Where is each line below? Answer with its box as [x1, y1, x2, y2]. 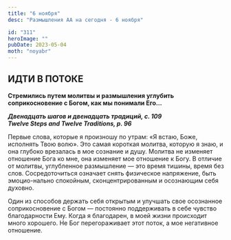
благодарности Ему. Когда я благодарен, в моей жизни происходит [8, 211, 208, 219]
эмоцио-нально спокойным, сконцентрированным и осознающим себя [8, 176, 219, 184]
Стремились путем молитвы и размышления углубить [8, 91, 175, 99]
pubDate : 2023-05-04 [8, 42, 67, 49]
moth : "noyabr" [8, 48, 52, 55]
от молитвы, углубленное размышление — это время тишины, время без [8, 162, 224, 170]
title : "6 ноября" [8, 10, 60, 17]
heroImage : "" [8, 35, 49, 42]
